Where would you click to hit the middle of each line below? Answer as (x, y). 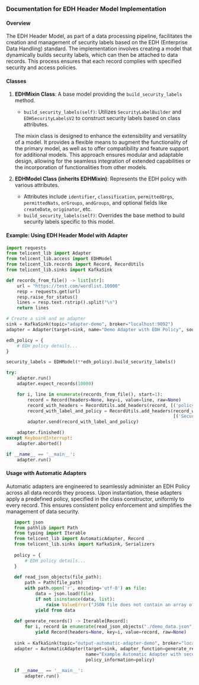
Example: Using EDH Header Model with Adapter (67, 235)
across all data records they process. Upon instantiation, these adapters (94, 492)
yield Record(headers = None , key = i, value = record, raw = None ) (111, 632)
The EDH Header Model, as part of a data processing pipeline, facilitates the (99, 36)
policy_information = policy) (120, 660)
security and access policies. (42, 67)
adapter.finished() (41, 433)
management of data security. (43, 511)
